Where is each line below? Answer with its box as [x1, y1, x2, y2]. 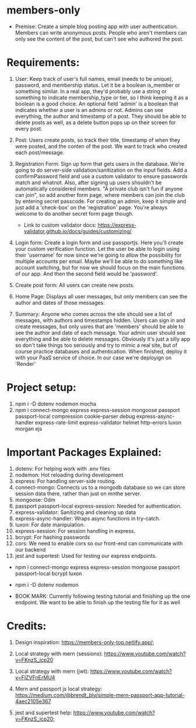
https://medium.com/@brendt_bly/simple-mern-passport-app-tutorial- [15, 691, 185, 698]
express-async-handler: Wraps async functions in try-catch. [15, 515, 161, 522]
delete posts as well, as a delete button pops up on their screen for [15, 118, 176, 126]
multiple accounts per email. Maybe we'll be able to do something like [15, 257, 183, 264]
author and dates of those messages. [15, 299, 105, 306]
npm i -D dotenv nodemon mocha [15, 400, 97, 407]
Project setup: [6, 381, 76, 394]
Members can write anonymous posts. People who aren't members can [15, 29, 187, 36]
